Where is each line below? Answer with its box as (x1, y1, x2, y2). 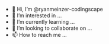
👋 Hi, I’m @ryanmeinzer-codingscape (11, 6, 104, 12)
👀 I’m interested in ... (11, 12, 62, 19)
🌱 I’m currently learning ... (11, 18, 75, 25)
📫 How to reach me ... (11, 32, 67, 38)
